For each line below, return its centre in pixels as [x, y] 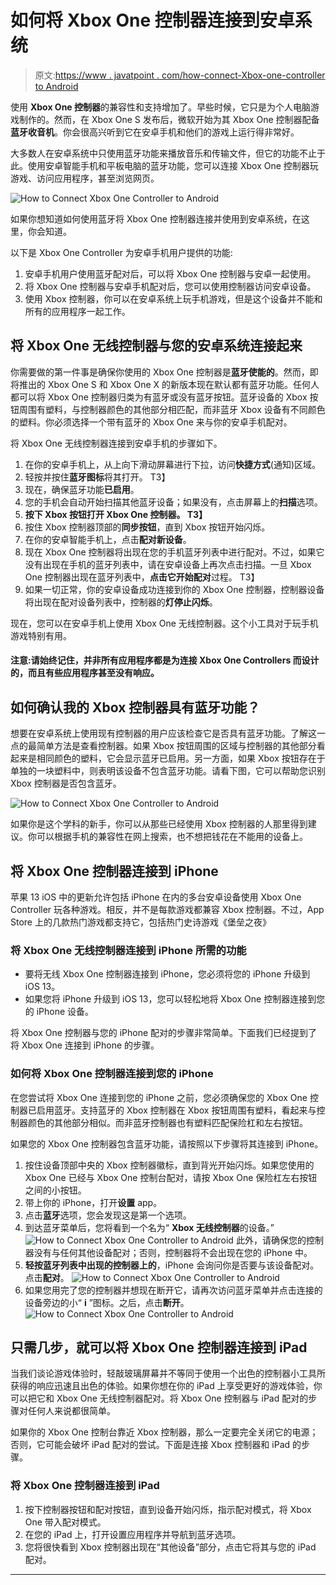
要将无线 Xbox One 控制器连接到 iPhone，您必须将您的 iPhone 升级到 [167, 974]
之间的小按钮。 [55, 1190]
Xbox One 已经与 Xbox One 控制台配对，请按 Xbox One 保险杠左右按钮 [171, 1177]
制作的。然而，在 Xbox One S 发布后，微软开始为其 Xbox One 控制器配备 [169, 119]
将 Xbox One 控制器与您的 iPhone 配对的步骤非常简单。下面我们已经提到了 [164, 1033]
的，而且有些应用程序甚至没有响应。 [85, 673]
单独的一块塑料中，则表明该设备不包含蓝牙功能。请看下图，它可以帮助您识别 [168, 771]
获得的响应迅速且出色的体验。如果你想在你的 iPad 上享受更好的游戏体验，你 [166, 1386]
